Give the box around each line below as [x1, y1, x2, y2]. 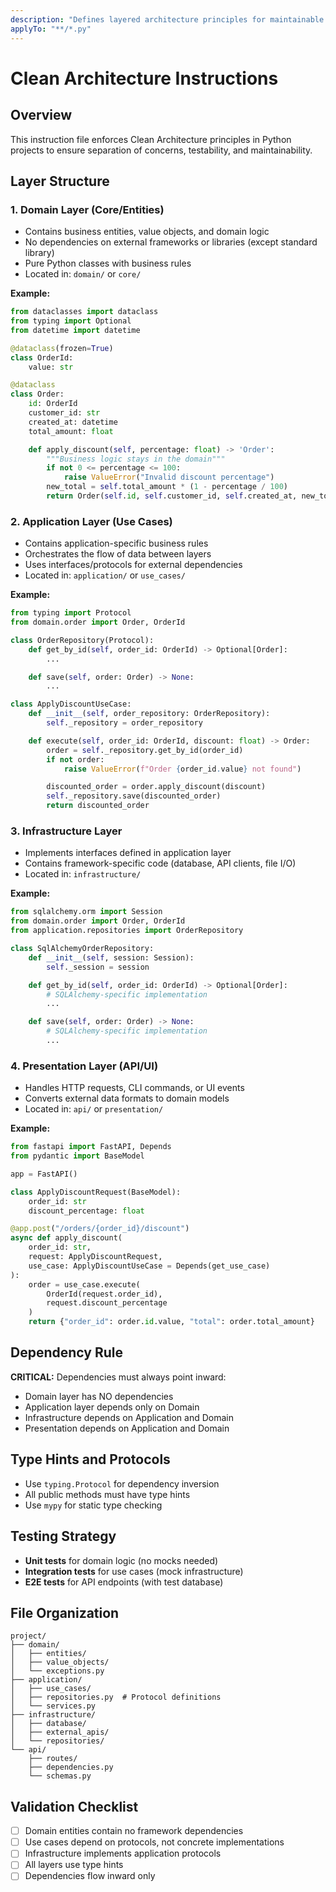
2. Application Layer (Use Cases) [10, 514, 173, 528]
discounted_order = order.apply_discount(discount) [46, 782, 267, 792]
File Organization [10, 1604, 120, 1621]
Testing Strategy [10, 1528, 117, 1545]
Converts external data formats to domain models [24, 1092, 230, 1105]
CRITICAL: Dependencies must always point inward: [10, 1371, 227, 1383]
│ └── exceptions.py [10, 1666, 105, 1676]
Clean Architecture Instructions [10, 67, 279, 90]
